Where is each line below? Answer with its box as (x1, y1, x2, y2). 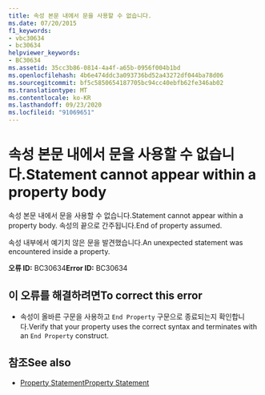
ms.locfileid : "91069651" (8, 109, 94, 117)
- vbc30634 (8, 34, 45, 42)
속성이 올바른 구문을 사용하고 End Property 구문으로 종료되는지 (19, 312, 218, 321)
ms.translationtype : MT (8, 86, 88, 95)
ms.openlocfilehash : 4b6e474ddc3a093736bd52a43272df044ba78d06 (8, 71, 224, 79)
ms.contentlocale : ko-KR (8, 94, 91, 102)
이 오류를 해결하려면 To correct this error (8, 289, 203, 303)
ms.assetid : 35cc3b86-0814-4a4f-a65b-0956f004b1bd (8, 64, 181, 72)
